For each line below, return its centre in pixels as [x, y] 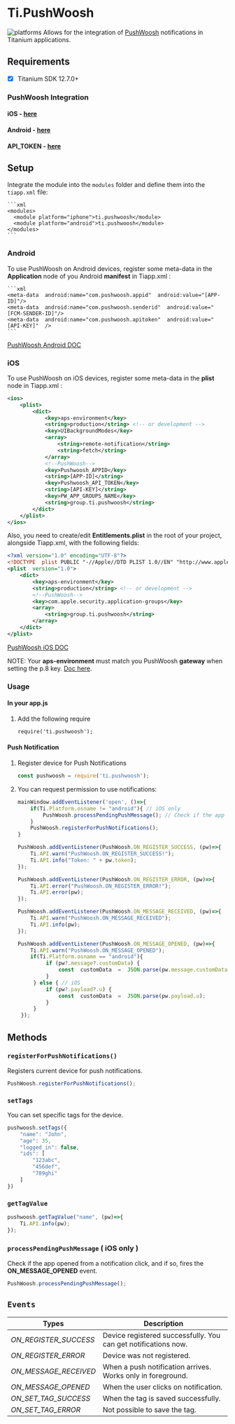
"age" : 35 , [36, 1141]
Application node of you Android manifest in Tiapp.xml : [89, 276]
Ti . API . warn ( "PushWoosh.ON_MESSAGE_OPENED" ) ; [98, 951]
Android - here [29, 130]
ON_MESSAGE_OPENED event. [52, 1271]
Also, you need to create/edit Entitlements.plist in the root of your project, [115, 535]
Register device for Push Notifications [72, 763]
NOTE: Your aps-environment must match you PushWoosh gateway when [115, 661]
